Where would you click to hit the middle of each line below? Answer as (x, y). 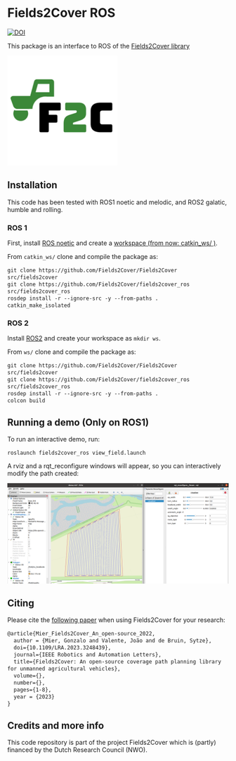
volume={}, (29, 676)
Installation (32, 185)
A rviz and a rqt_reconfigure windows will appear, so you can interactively (114, 466)
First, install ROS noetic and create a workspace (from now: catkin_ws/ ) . (112, 243)
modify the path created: (43, 474)
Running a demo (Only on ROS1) (78, 422)
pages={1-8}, (33, 690)
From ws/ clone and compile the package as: (72, 352)
